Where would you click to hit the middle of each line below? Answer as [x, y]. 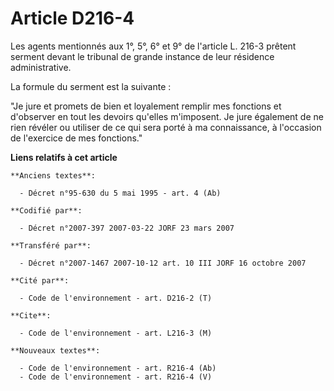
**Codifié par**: [46, 210]
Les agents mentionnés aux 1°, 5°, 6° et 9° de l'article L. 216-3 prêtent [153, 46]
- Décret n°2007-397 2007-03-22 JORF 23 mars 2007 [127, 228]
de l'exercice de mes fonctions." [76, 138]
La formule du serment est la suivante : [91, 86]
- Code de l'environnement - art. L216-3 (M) [116, 333]
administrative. [41, 67]
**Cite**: [31, 315]
